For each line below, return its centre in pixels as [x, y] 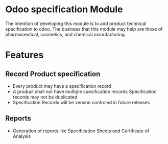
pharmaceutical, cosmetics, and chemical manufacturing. [66, 34]
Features [25, 55]
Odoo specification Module [64, 9]
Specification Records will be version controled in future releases [81, 102]
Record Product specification [53, 74]
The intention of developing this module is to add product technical [76, 23]
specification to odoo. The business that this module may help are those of [84, 29]
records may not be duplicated [45, 97]
